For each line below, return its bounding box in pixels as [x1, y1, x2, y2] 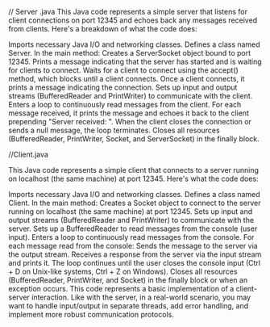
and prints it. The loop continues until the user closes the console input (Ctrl [8, 258, 261, 267]
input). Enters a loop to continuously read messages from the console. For [8, 233, 255, 241]
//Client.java [8, 149, 48, 159]
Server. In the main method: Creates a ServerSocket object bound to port [8, 48, 251, 57]
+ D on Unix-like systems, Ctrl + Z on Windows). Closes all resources [8, 266, 238, 276]
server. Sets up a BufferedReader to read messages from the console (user [8, 224, 258, 233]
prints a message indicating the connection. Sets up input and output [8, 82, 238, 92]
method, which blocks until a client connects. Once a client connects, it [8, 74, 245, 83]
